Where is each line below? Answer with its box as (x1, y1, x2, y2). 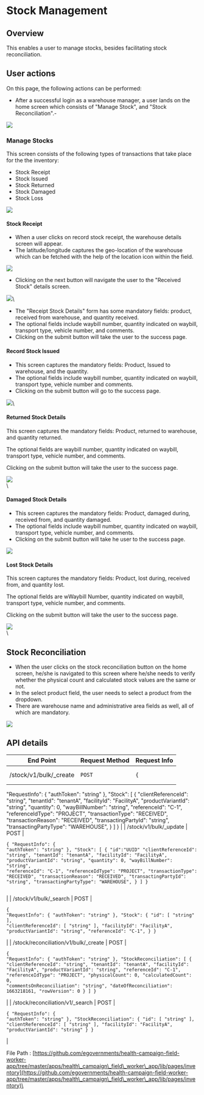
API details (6, 738, 49, 748)
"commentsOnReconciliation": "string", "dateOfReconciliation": (6, 982, 173, 989)
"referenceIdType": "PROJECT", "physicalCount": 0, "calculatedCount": (6, 972, 192, 978)
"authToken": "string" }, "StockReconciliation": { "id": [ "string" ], (6, 1016, 195, 1022)
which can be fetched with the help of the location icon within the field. (15, 253, 194, 261)
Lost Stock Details (6, 561, 54, 568)
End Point (27, 756, 57, 765)
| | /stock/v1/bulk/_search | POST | (6, 894, 93, 902)
